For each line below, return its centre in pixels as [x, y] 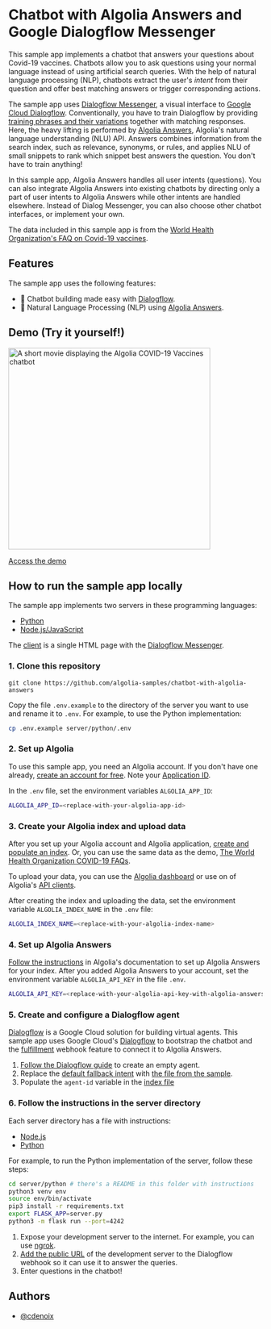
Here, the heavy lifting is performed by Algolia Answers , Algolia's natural [129, 130]
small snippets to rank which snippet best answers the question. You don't [132, 156]
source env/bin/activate [50, 1199]
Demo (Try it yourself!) [67, 333]
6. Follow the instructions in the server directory [105, 1103]
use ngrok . [38, 1245]
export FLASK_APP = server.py [56, 1214]
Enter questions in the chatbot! [71, 1271]
